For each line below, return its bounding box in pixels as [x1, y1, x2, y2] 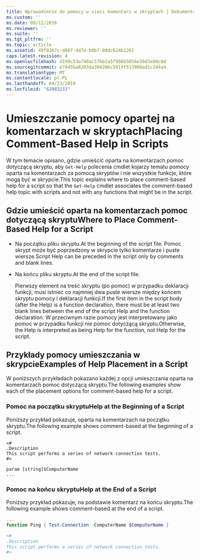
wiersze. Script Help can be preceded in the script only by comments [14, 252, 183, 259]
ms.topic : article [6, 42, 52, 48]
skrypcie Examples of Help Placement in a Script [6, 359, 189, 370]
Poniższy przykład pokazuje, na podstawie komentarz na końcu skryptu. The [6, 499, 193, 506]
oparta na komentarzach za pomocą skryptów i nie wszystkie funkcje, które [6, 169, 192, 176]
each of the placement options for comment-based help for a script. [6, 387, 173, 395]
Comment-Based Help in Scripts [6, 137, 168, 151]
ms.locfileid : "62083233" [6, 86, 70, 92]
